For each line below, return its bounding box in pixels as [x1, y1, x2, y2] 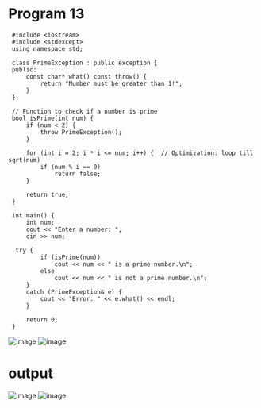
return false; [54, 170, 102, 178]
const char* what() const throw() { [25, 72, 148, 80]
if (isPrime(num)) [40, 253, 102, 261]
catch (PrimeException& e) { [25, 287, 123, 296]
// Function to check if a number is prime [11, 107, 158, 115]
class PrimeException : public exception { [11, 59, 158, 67]
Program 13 [8, 5, 85, 23]
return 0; [25, 315, 59, 324]
